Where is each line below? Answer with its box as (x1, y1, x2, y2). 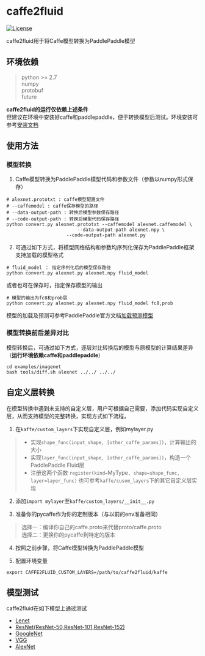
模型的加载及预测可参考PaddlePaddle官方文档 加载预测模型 (6, 312, 154, 319)
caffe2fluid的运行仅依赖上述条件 (6, 105, 88, 113)
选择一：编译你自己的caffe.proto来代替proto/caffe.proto (21, 523, 162, 530)
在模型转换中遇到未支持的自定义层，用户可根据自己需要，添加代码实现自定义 (6, 404, 199, 412)
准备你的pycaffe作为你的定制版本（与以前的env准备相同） (15, 510, 162, 518)
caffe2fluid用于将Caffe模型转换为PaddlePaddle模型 (6, 37, 135, 44)
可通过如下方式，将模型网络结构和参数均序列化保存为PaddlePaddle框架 (15, 244, 195, 251)
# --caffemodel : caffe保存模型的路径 (6, 203, 99, 209)
